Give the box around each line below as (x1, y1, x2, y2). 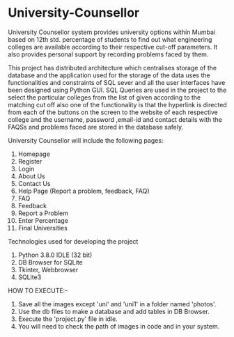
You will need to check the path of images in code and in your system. (17, 322, 220, 330)
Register (17, 157, 42, 165)
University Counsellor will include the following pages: (8, 136, 164, 144)
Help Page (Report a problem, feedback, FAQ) (17, 187, 150, 195)
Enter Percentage (17, 216, 69, 224)
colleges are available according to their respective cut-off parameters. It (8, 42, 218, 51)
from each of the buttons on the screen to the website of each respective (8, 108, 218, 116)
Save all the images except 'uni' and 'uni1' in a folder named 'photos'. (17, 299, 217, 308)
